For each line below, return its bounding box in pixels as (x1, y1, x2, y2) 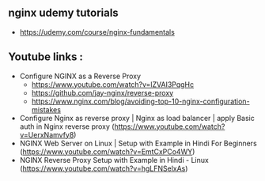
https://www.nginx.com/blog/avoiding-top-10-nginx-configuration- (31, 96, 251, 106)
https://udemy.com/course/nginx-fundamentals (19, 27, 176, 36)
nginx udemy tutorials (8, 6, 119, 20)
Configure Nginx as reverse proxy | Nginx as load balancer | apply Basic (19, 113, 255, 123)
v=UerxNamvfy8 (19, 130, 74, 139)
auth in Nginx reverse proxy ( (19, 122, 115, 131)
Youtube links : (8, 51, 83, 64)
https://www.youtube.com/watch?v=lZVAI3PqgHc (31, 79, 195, 89)
